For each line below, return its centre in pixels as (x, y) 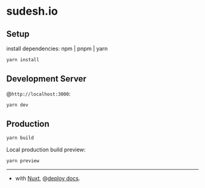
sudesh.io (32, 11)
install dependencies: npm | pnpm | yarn (57, 48)
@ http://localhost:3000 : (38, 94)
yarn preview (23, 161)
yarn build (20, 138)
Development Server (46, 79)
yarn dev (17, 105)
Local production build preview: (46, 150)
